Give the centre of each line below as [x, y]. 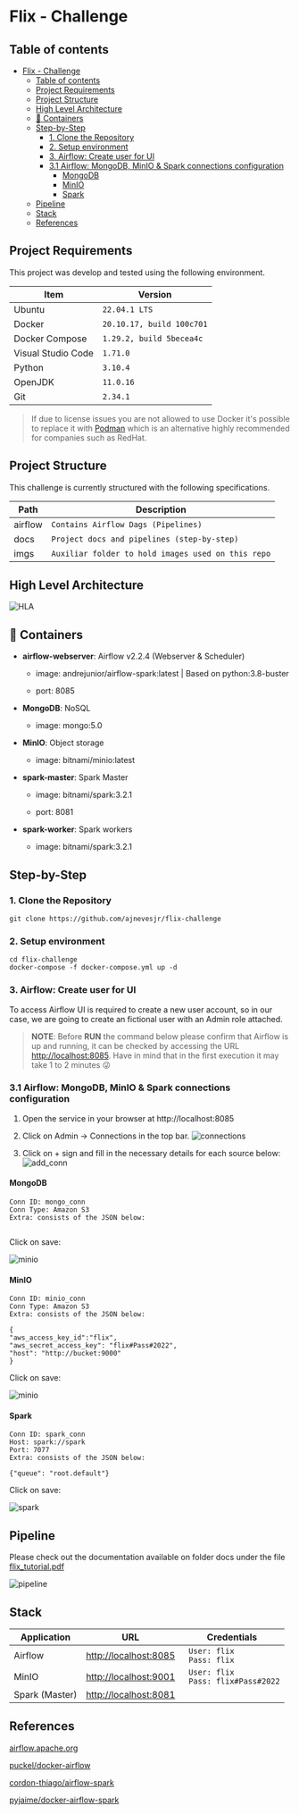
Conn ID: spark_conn [48, 1435]
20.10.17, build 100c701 [155, 324]
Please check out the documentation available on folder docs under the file [147, 1558]
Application [46, 1637]
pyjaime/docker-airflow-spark [64, 1800]
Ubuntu [29, 309]
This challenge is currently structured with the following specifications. [140, 487]
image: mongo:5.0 [69, 726]
